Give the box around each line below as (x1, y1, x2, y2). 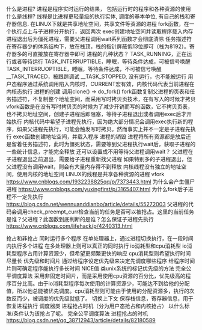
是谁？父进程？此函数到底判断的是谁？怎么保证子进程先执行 (6, 216, 154, 222)
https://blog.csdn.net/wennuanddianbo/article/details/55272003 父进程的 (6, 201, 189, 207)
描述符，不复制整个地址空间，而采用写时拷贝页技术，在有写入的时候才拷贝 (11, 96, 196, 102)
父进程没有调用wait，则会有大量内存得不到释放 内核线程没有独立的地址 (6, 163, 182, 170)
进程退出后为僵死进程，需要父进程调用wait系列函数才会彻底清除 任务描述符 (6, 35, 192, 42)
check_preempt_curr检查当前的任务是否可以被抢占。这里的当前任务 (26, 208, 194, 215)
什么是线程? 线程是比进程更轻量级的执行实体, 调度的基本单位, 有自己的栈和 (6, 13, 191, 20)
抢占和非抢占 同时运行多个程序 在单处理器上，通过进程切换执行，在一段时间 (6, 235, 194, 242)
